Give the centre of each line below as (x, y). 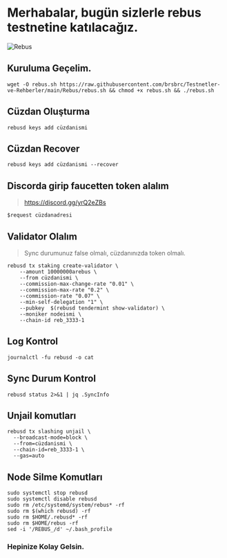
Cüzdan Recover (43, 148)
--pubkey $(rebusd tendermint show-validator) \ (92, 308)
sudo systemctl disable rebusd (52, 499)
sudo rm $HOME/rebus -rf (43, 523)
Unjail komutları (42, 416)
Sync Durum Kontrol (52, 379)
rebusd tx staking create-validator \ (63, 266)
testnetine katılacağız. (73, 27)
